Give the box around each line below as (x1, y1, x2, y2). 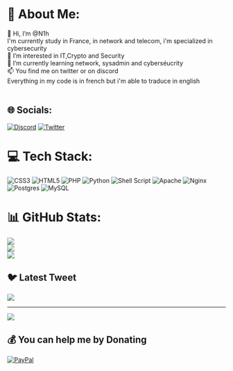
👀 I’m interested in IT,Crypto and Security (7, 52, 125, 60)
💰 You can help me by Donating (7, 333, 147, 345)
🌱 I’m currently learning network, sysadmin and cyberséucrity (7, 58, 184, 67)
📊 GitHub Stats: (7, 209, 102, 225)
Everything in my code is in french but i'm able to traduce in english (7, 77, 200, 85)
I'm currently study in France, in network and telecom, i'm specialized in (7, 36, 213, 45)
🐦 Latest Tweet (7, 271, 77, 284)
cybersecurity (7, 44, 47, 52)
